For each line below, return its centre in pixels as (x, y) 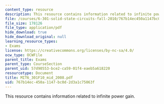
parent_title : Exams (26, 60)
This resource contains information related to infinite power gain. (70, 96)
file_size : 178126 (24, 23)
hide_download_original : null (36, 37)
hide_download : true (26, 32)
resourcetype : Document (29, 73)
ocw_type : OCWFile (24, 55)
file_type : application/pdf (34, 28)
